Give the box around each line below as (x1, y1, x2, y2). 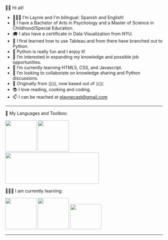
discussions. (12, 75, 38, 81)
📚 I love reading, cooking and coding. (12, 87, 91, 92)
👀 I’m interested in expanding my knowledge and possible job (12, 54, 139, 60)
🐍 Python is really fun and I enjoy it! (12, 49, 85, 55)
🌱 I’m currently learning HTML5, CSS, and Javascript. (12, 65, 122, 70)
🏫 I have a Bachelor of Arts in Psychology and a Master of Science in (12, 20, 154, 26)
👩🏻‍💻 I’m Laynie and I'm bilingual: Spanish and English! (12, 15, 124, 20)
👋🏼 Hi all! (5, 5, 24, 11)
